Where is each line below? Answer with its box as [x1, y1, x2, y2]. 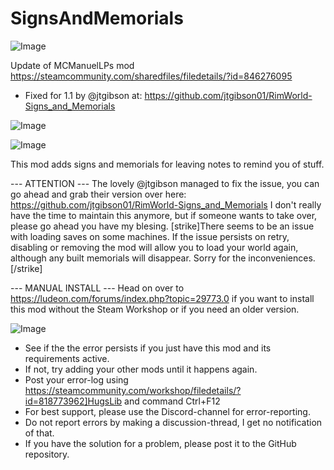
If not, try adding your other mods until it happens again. [24, 363, 258, 375]
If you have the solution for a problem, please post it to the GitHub [24, 437, 297, 449]
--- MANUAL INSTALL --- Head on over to [10, 282, 185, 294]
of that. [24, 427, 55, 439]
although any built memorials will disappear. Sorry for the [10, 252, 247, 264]
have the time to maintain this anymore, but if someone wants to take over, [10, 209, 318, 221]
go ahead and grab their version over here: [10, 188, 187, 200]
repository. [24, 448, 70, 460]
